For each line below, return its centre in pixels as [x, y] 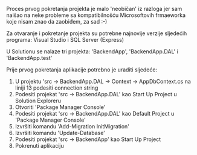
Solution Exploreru [38, 101]
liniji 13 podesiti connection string [57, 88]
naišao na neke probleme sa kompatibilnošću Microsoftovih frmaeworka [96, 15]
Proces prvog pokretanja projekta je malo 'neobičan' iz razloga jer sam [94, 9]
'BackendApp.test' [29, 58]
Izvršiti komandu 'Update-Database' [60, 133]
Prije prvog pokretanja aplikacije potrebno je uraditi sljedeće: [82, 70]
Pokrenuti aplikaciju [40, 146]
